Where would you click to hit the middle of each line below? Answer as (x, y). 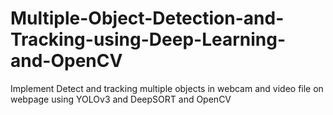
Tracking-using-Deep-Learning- (148, 39)
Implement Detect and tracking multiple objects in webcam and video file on (167, 88)
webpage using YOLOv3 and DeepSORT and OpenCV (121, 99)
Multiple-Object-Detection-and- (147, 18)
